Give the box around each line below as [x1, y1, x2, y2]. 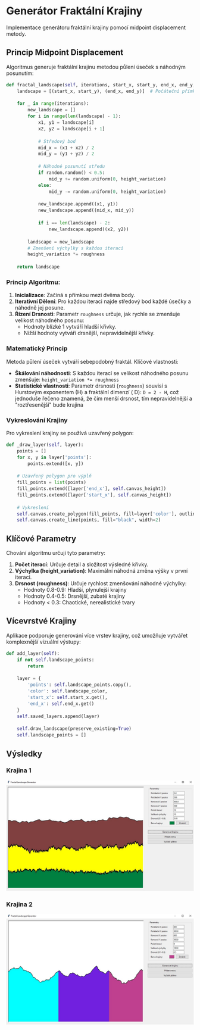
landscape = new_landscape [27, 239, 95, 245]
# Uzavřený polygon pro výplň [17, 473, 92, 479]
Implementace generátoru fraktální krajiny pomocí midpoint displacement [6, 24, 186, 31]
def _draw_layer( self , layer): [6, 442, 84, 448]
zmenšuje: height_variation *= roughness [14, 376, 120, 383]
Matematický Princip [6, 344, 68, 352]
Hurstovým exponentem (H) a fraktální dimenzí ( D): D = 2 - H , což [14, 388, 179, 395]
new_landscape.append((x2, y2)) [48, 226, 129, 232]
